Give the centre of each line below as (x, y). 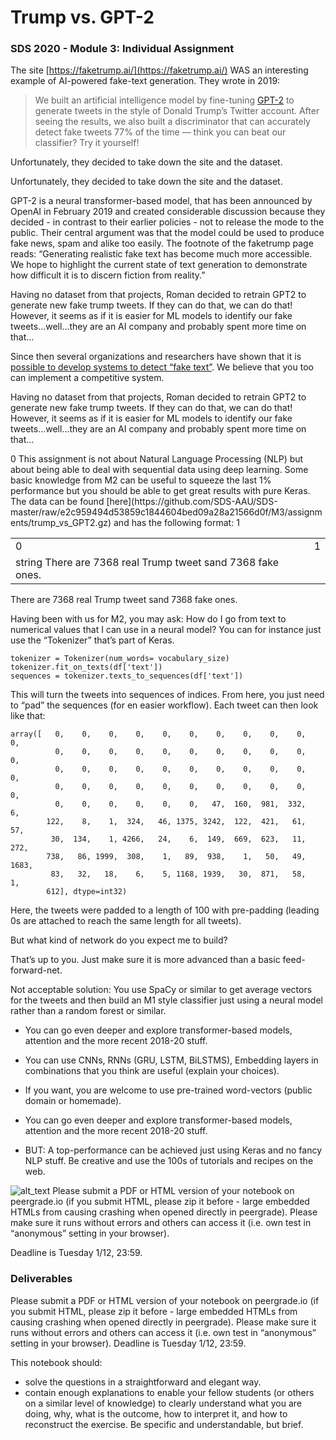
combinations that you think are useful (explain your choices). (152, 1071)
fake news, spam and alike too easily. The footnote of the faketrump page (162, 243)
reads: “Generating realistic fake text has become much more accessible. (161, 254)
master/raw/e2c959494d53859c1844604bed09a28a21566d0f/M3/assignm (166, 512)
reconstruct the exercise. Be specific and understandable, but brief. (164, 1424)
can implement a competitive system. (87, 378)
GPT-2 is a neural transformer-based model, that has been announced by (161, 201)
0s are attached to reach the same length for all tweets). (126, 921)
